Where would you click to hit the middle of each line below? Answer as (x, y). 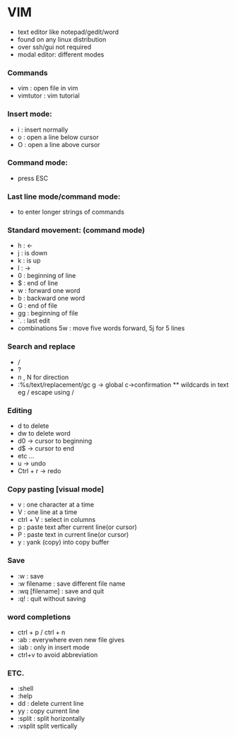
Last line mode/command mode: (64, 197)
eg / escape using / (46, 392)
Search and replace (41, 347)
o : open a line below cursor (58, 137)
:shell (25, 689)
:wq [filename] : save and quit (61, 591)
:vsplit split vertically (47, 726)
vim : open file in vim (48, 88)
